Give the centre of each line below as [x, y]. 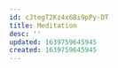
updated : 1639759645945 [53, 42]
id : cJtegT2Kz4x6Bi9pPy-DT [59, 17]
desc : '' [25, 34]
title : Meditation [43, 26]
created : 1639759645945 [53, 50]
